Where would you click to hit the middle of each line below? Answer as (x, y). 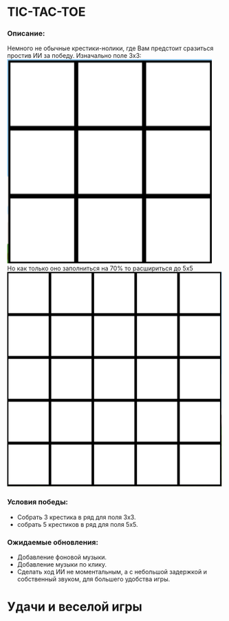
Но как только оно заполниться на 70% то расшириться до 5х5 (100, 268)
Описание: (26, 34)
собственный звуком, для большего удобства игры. (94, 579)
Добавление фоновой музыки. (62, 557)
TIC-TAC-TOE (46, 12)
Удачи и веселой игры (75, 607)
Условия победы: (38, 502)
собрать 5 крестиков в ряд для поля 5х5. (77, 524)
